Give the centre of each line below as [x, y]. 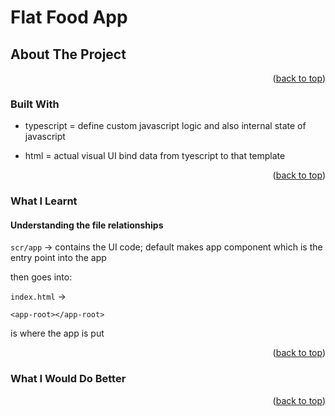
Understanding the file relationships [87, 225]
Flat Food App [69, 17]
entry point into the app [58, 258]
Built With [35, 104]
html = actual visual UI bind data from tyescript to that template [155, 156]
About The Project [68, 54]
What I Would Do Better [68, 379]
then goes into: [41, 277]
